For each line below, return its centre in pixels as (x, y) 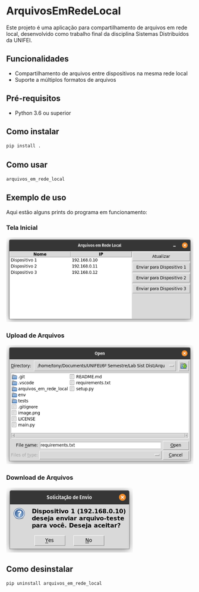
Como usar (27, 164)
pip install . (24, 146)
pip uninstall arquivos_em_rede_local (54, 584)
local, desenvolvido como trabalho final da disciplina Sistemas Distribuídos (97, 33)
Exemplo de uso (36, 198)
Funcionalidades (38, 59)
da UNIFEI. (19, 40)
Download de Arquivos (40, 477)
